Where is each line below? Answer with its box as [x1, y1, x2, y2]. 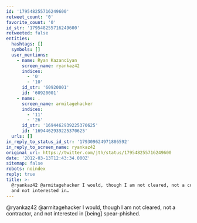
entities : [6, 36, 30, 41]
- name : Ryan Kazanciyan [16, 57, 77, 63]
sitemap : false [6, 161, 43, 166]
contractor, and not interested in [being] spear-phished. [6, 210, 141, 217]
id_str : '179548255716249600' [6, 25, 80, 31]
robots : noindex [6, 166, 46, 172]
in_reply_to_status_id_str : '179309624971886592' [6, 138, 130, 145]
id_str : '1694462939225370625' [21, 123, 98, 128]
